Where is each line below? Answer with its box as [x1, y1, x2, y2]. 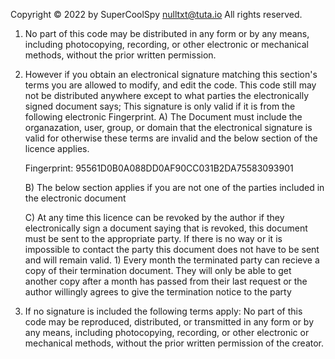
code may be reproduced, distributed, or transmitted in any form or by [24, 316, 315, 328]
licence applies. [24, 143, 90, 154]
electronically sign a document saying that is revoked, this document [24, 222, 308, 234]
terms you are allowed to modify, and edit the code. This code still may [24, 79, 317, 91]
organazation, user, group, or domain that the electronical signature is [24, 122, 313, 133]
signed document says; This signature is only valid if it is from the [24, 100, 296, 112]
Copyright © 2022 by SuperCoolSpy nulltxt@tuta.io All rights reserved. [10, 9, 303, 20]
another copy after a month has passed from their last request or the [24, 275, 308, 287]
